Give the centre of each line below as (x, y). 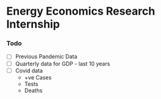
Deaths (33, 90)
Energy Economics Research (81, 11)
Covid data (29, 70)
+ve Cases (38, 77)
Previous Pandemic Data (46, 57)
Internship (33, 24)
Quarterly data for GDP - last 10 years (62, 64)
